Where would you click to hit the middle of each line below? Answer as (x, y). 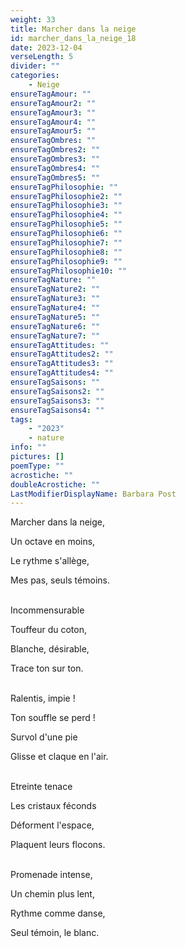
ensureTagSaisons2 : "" (57, 391)
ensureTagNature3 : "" (55, 299)
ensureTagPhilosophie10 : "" (69, 271)
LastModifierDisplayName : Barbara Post (93, 494)
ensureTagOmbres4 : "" (55, 168)
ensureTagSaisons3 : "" (57, 401)
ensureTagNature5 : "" (55, 317)
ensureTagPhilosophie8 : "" (66, 252)
